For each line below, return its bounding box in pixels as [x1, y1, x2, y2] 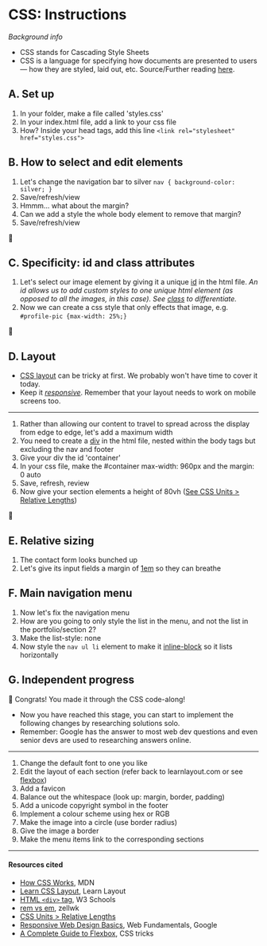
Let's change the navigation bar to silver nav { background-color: [19, 177, 236, 186]
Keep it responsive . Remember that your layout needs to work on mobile [19, 388, 257, 398]
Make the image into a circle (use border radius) [19, 817, 177, 826]
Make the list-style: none [19, 633, 102, 642]
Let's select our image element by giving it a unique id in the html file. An [19, 277, 258, 287]
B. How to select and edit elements [8, 155, 184, 169]
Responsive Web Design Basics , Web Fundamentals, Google [19, 920, 218, 929]
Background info [8, 32, 64, 41]
